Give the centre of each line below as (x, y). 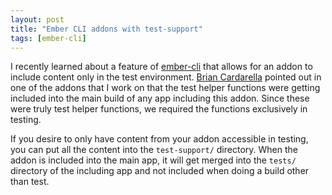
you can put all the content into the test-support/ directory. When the (154, 150)
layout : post (37, 19)
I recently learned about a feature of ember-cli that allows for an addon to (161, 67)
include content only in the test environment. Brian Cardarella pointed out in (166, 77)
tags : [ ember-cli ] (48, 38)
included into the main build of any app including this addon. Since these (160, 98)
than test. (30, 182)
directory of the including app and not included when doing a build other (160, 171)
